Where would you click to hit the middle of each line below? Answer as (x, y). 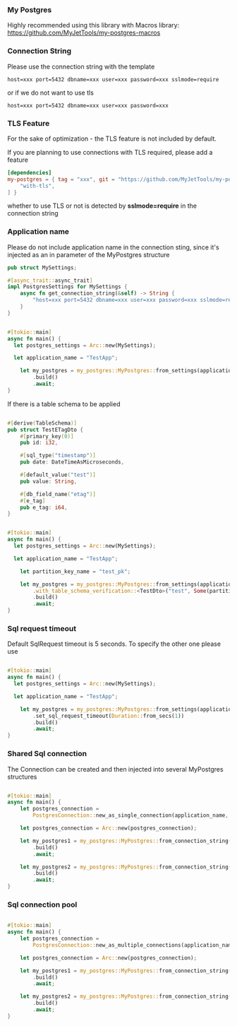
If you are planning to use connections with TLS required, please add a (110, 152)
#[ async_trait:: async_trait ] (50, 281)
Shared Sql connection (47, 754)
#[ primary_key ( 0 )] (47, 436)
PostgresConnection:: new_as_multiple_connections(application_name (134, 945)
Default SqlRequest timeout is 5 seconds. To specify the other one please (114, 644)
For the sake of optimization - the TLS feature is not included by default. (112, 138)
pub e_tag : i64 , (44, 507)
